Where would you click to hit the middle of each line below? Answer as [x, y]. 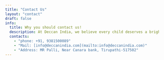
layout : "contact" [24, 14]
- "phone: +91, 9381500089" [42, 41]
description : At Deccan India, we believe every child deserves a [78, 32]
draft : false [18, 18]
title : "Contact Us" [26, 9]
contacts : [19, 37]
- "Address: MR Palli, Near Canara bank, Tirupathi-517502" [76, 50]
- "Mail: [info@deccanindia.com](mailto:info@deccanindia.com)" [81, 45]
